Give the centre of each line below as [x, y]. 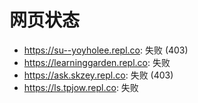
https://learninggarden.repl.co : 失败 [97, 62]
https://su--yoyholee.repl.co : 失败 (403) [106, 50]
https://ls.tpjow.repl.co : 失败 [81, 87]
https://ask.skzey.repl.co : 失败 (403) [98, 75]
